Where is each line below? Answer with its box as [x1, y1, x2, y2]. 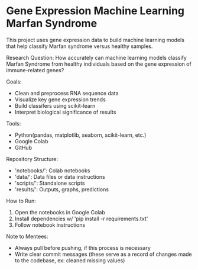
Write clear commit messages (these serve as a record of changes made [14, 250, 192, 258]
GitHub [14, 144, 33, 151]
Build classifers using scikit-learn [14, 102, 96, 109]
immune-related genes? [6, 66, 64, 73]
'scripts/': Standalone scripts [14, 179, 85, 187]
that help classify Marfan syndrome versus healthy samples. [6, 43, 153, 50]
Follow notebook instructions [14, 221, 86, 229]
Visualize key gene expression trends [14, 96, 106, 103]
